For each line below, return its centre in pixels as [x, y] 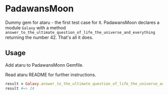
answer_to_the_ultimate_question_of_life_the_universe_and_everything [80, 32]
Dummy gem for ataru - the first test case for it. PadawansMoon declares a [82, 22]
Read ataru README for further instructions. [51, 75]
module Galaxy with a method [35, 27]
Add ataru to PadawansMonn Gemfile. [44, 65]
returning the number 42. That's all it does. [49, 37]
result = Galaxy [22, 84]
